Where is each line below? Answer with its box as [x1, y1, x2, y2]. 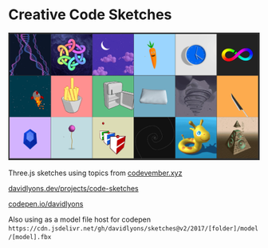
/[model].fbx [8, 234, 52, 242]
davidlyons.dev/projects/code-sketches [8, 184, 139, 194]
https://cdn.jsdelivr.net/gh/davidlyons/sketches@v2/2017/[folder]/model [8, 225, 259, 233]
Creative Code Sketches [8, 6, 172, 24]
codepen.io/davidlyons [8, 199, 84, 209]
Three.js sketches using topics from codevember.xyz [8, 168, 183, 178]
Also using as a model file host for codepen [8, 214, 152, 225]
